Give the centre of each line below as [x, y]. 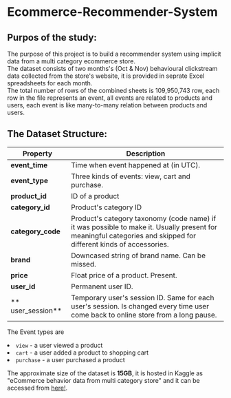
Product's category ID [107, 207]
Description [146, 154]
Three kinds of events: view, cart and [131, 176]
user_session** [36, 311]
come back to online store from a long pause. [144, 315]
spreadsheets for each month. [50, 83]
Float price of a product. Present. [124, 275]
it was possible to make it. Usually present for [144, 227]
